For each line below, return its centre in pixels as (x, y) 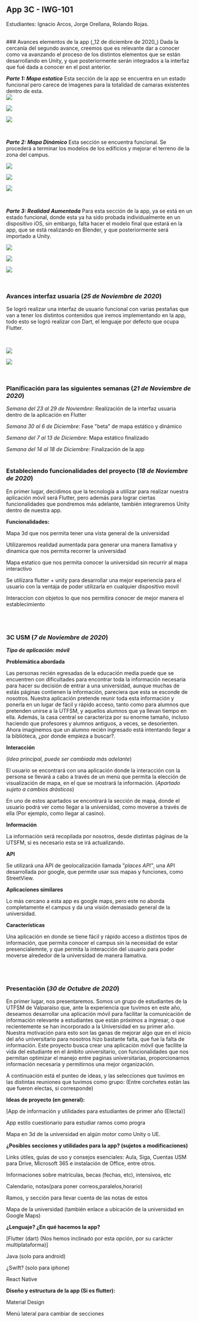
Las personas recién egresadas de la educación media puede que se (90, 673)
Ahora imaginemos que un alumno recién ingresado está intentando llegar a (98, 730)
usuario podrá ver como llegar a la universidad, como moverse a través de (97, 807)
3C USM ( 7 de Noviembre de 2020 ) (57, 637)
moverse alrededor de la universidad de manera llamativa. (77, 955)
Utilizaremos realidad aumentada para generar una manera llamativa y (92, 545)
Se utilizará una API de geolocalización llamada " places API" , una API (91, 866)
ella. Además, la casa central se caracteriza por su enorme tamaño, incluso (98, 717)
